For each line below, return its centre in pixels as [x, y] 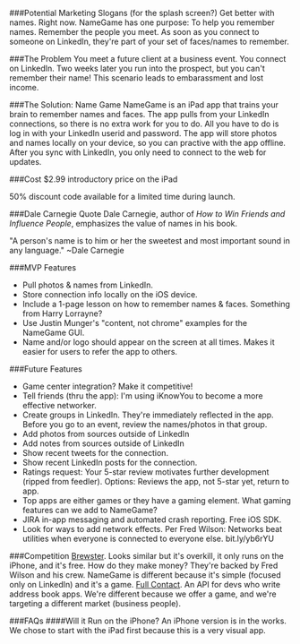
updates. [26, 162]
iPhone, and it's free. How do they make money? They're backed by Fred [144, 565]
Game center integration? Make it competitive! [107, 386]
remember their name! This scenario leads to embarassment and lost [137, 78]
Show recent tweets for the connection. [95, 453]
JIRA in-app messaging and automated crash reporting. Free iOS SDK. [152, 519]
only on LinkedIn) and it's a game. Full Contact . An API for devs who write [145, 584]
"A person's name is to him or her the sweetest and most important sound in [150, 240]
